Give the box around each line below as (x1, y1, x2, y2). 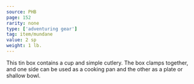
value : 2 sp (6, 37, 36, 43)
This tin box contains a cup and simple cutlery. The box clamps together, (6, 59, 189, 66)
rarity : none (6, 20, 40, 26)
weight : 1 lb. (6, 43, 43, 49)
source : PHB (6, 8, 36, 15)
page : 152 (6, 15, 32, 21)
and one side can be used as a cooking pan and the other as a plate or (6, 65, 183, 73)
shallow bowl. (6, 72, 41, 79)
